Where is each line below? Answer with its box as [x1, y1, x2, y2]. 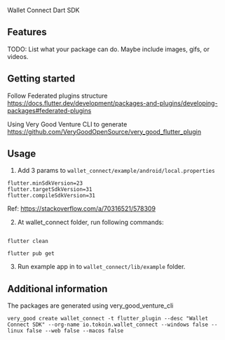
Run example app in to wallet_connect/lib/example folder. [17, 263, 186, 271]
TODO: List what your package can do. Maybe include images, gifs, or [7, 45, 210, 53]
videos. [7, 52, 29, 60]
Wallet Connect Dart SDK [7, 6, 80, 14]
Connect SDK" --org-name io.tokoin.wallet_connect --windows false [7, 321, 209, 329]
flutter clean [7, 238, 49, 245]
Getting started [7, 73, 76, 85]
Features [7, 26, 47, 38]
